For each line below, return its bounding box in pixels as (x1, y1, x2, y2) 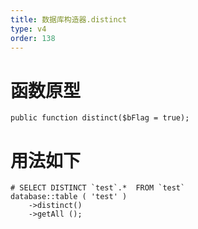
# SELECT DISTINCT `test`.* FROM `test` (10, 183, 186, 193)
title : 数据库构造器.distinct (10, 14, 127, 25)
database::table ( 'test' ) (10, 192, 128, 202)
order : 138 (10, 33, 56, 43)
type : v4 (10, 24, 47, 34)
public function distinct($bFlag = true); (10, 113, 190, 123)
